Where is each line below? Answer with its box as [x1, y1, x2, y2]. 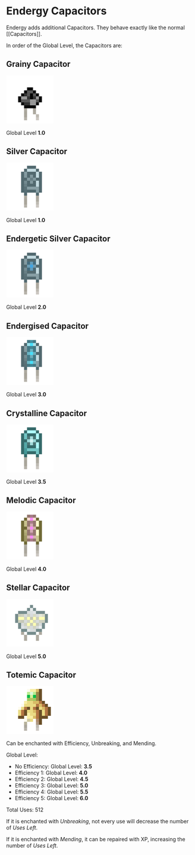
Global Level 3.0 [6, 391, 46, 398]
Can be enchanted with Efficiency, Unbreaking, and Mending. [6, 740, 156, 747]
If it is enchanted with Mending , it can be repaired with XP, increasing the [6, 836, 185, 843]
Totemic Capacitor [6, 670, 76, 680]
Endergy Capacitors [6, 4, 107, 18]
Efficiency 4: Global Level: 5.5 [14, 788, 89, 795]
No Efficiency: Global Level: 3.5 [14, 763, 92, 770]
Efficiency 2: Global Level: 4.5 [14, 776, 89, 783]
